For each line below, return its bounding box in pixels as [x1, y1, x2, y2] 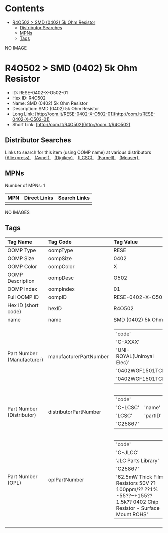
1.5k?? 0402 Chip [116, 498, 159, 505]
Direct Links [24, 194, 54, 201]
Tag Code [48, 238, 72, 245]
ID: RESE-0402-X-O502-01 [12, 89, 68, 95]
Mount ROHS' [116, 511, 148, 518]
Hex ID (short [7, 302, 39, 309]
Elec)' [116, 359, 130, 366]
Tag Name [7, 238, 32, 245]
